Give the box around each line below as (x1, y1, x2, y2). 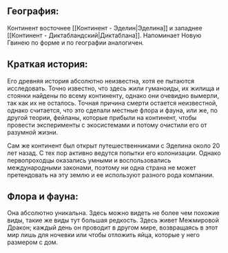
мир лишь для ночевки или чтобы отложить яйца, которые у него (7, 231, 200, 239)
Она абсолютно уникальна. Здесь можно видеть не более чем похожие (7, 209, 220, 217)
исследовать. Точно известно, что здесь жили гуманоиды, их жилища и (7, 84, 220, 92)
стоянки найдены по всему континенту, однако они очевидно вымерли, (7, 91, 219, 99)
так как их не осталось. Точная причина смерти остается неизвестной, (7, 99, 218, 107)
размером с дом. (7, 238, 59, 247)
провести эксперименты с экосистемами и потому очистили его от (7, 121, 207, 129)
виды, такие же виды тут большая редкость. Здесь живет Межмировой (7, 216, 219, 225)
